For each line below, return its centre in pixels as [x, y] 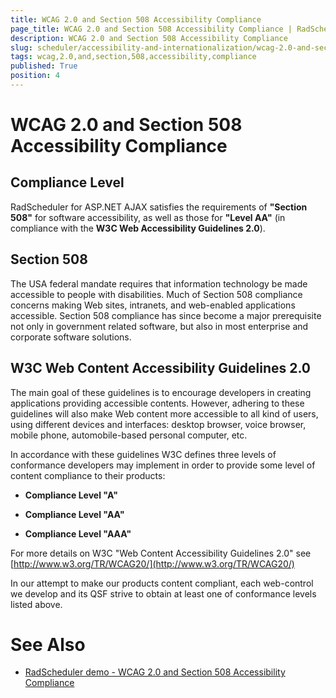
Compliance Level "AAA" [78, 533]
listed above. [36, 604]
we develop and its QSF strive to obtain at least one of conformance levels [163, 593]
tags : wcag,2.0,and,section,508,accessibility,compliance [133, 57]
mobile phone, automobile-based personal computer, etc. [129, 435]
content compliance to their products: [88, 475]
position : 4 [35, 76]
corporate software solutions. [71, 337]
